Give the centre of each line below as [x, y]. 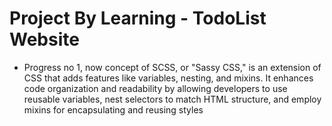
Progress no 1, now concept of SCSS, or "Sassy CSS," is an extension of [172, 67]
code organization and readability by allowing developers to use [155, 88]
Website [44, 39]
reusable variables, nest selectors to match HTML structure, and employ [172, 99]
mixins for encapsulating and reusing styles [113, 109]
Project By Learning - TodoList [138, 18]
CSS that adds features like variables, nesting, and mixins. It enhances [168, 78]
